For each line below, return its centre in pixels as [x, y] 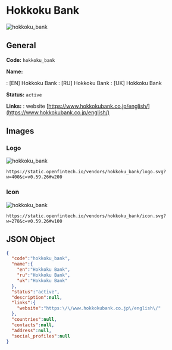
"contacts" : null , [33, 325]
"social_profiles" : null [41, 336]
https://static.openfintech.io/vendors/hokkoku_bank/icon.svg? [86, 216]
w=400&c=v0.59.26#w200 [34, 177]
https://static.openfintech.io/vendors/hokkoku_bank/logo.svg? [86, 172]
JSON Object [31, 240]
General [21, 46]
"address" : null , [32, 330]
